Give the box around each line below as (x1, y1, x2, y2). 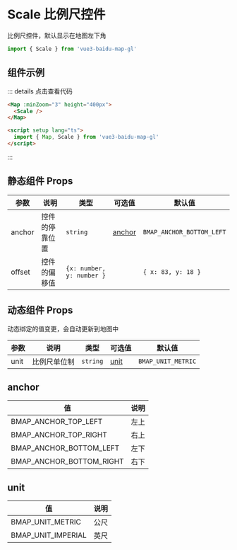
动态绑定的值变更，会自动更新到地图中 (7, 324, 119, 333)
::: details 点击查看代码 (7, 86, 73, 96)
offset (11, 267, 30, 277)
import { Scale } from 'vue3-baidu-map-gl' (7, 45, 138, 52)
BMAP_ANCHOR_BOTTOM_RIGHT (11, 457, 125, 466)
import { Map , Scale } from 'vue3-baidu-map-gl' (13, 134, 159, 141)
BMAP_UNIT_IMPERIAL (11, 530, 87, 540)
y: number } (66, 271, 106, 280)
